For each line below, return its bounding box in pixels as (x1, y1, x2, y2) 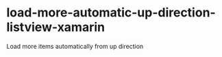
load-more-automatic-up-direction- (6, 5, 217, 21)
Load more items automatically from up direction (6, 42, 144, 50)
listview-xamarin (6, 19, 106, 35)
